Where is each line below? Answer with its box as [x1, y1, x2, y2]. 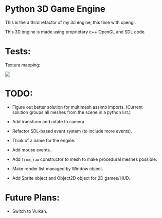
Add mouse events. [12, 147, 51, 152]
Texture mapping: [5, 62, 40, 67]
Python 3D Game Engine [5, 3, 106, 15]
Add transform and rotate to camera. [12, 118, 86, 124]
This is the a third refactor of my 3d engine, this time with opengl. [5, 19, 136, 25]
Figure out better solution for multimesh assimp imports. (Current [12, 104, 143, 110]
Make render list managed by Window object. [12, 166, 104, 171]
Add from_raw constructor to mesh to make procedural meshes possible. [12, 156, 157, 162]
